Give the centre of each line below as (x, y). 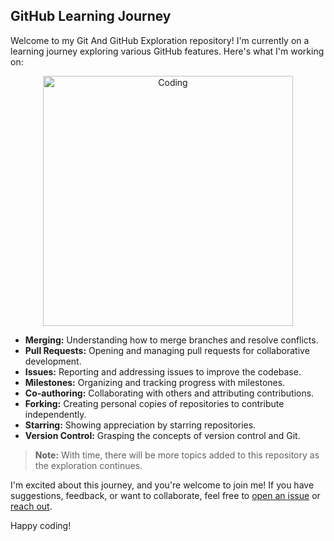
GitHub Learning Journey (91, 16)
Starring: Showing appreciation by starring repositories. (140, 425)
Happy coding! (41, 525)
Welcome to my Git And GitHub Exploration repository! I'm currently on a (160, 40)
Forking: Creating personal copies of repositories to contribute (154, 403)
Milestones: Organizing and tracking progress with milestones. (155, 382)
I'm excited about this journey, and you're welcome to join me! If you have (162, 485)
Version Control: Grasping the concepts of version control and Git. (162, 435)
